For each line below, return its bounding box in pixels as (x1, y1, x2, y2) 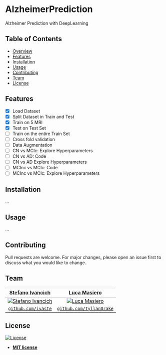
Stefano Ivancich (9, 289, 51, 296)
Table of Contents (5, 35, 62, 43)
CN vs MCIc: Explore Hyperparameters (12, 148, 93, 154)
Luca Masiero (68, 289, 102, 296)
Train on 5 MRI (12, 119, 43, 125)
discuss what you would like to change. (5, 260, 86, 266)
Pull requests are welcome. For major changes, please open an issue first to (5, 254, 161, 260)
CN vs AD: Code (12, 153, 46, 159)
